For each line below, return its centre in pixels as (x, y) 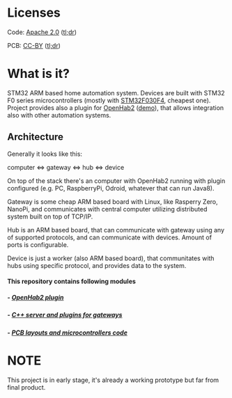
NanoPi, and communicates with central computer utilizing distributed (107, 209)
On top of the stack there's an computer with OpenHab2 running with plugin (116, 181)
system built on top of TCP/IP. (50, 216)
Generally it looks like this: (45, 154)
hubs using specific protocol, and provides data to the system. (97, 265)
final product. (26, 387)
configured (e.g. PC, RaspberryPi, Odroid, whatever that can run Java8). (111, 188)
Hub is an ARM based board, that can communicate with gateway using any (116, 230)
